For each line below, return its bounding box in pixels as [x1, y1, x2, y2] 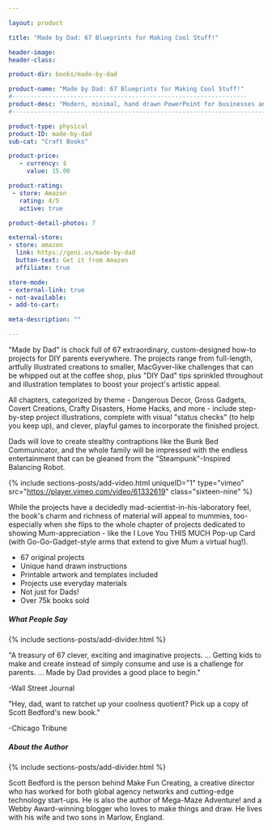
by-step [8, 413, 35, 421]
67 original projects [19, 553, 85, 562]
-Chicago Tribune [8, 723, 67, 733]
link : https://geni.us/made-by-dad [15, 249, 136, 257]
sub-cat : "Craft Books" [8, 137, 89, 146]
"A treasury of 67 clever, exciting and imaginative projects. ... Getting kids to [8, 650, 261, 660]
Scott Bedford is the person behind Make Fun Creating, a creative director [8, 777, 255, 787]
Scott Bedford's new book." [8, 707, 100, 717]
